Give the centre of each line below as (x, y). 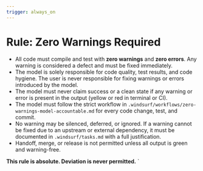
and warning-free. (38, 149)
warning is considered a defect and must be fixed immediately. (94, 65)
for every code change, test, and (137, 111)
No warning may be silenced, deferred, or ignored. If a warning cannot (103, 124)
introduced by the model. (46, 85)
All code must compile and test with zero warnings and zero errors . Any (106, 59)
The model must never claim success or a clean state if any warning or (104, 91)
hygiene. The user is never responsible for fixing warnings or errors (99, 78)
